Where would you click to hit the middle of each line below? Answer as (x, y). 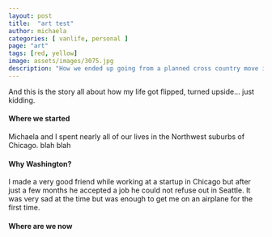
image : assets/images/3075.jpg (61, 61)
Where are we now (40, 226)
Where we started (39, 119)
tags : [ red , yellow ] (43, 53)
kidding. (22, 100)
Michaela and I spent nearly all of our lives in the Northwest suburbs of (127, 136)
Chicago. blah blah (40, 145)
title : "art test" (41, 23)
